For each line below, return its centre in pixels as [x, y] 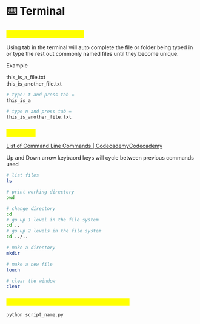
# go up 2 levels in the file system [54, 231]
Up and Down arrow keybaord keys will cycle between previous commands [100, 158]
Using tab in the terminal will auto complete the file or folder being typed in [100, 47]
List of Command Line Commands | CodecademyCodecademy [84, 146]
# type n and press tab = [39, 112]
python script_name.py [35, 315]
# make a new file [29, 264]
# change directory [31, 208]
